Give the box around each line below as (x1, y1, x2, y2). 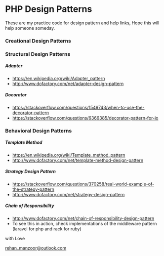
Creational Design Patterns (5, 37, 72, 44)
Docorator (5, 92, 27, 98)
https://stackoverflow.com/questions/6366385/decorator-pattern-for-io (12, 115, 159, 121)
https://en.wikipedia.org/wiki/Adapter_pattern (12, 75, 105, 81)
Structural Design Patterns (5, 50, 71, 57)
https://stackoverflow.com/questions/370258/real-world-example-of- (12, 181, 155, 187)
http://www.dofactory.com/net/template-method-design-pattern (12, 157, 144, 163)
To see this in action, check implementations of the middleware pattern (12, 220, 157, 226)
